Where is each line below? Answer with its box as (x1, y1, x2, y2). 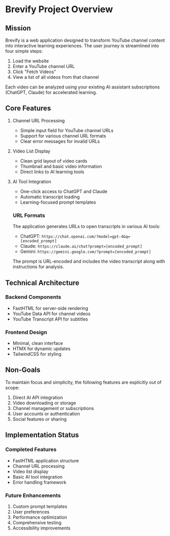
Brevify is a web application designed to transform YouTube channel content (5, 37, 165, 43)
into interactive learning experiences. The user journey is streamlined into (5, 43, 159, 49)
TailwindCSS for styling (12, 351, 62, 357)
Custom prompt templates (12, 503, 67, 509)
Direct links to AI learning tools (20, 169, 85, 175)
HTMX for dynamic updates (12, 345, 71, 352)
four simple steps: (5, 48, 43, 54)
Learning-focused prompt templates (20, 199, 96, 205)
